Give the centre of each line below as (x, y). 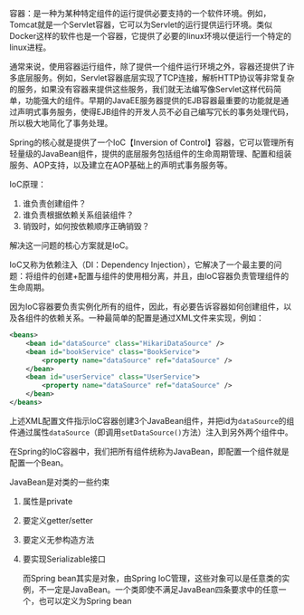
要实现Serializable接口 (64, 559)
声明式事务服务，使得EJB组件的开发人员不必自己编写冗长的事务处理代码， (155, 112)
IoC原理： (28, 184)
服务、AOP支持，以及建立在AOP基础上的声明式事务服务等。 (121, 165)
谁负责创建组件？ (54, 203)
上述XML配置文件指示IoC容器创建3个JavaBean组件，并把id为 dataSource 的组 (152, 420)
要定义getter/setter (57, 520)
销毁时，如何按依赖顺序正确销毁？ (86, 226)
